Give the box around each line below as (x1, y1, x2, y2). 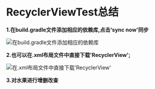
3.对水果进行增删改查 (6, 77, 58, 84)
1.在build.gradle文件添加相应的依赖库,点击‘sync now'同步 (6, 26, 149, 33)
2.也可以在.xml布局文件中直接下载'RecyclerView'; (6, 51, 131, 58)
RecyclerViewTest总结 (6, 5, 119, 19)
